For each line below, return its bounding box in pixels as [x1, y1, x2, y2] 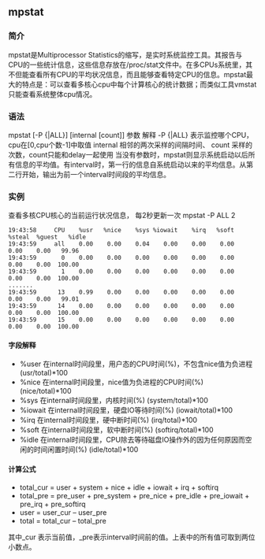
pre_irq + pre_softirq [19, 499, 86, 509]
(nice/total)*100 [19, 387, 73, 396]
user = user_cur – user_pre [19, 507, 107, 517]
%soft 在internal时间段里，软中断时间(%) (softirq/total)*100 [19, 425, 215, 435]
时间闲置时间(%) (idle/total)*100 [33, 445, 139, 454]
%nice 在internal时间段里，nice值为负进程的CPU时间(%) [19, 377, 203, 387]
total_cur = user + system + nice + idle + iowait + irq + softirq [19, 483, 219, 492]
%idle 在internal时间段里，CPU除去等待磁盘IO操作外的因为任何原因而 [19, 435, 246, 445]
